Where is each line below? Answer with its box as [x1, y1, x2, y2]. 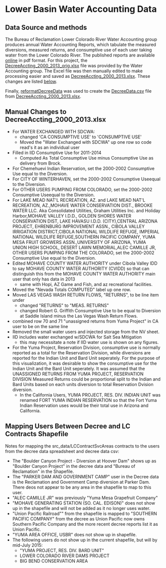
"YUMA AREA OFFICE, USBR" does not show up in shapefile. [12, 531, 137, 537]
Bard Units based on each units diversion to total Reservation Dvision [12, 381, 154, 387]
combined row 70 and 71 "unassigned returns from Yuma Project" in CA [12, 318, 159, 324]
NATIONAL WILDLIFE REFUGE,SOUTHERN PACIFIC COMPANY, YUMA [12, 234, 156, 240]
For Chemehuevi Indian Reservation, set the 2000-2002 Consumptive [12, 165, 155, 171]
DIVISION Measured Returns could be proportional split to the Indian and [12, 376, 161, 382]
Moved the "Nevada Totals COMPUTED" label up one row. [12, 286, 131, 292]
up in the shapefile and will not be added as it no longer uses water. [12, 505, 151, 511]
